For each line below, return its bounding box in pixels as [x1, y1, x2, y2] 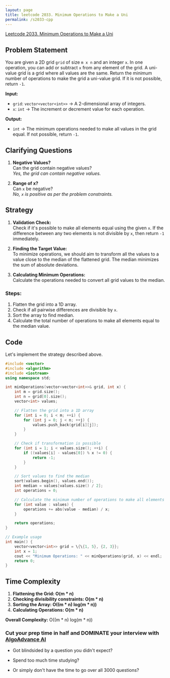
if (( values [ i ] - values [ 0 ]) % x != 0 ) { [23, 450, 113, 455]
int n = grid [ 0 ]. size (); [14, 394, 67, 399]
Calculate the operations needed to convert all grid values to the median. [12, 277, 165, 283]
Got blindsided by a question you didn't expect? [12, 647, 113, 654]
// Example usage [5, 535, 42, 540]
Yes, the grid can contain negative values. [12, 170, 101, 176]
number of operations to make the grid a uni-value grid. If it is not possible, [5, 75, 162, 82]
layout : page [5, 7, 33, 13]
